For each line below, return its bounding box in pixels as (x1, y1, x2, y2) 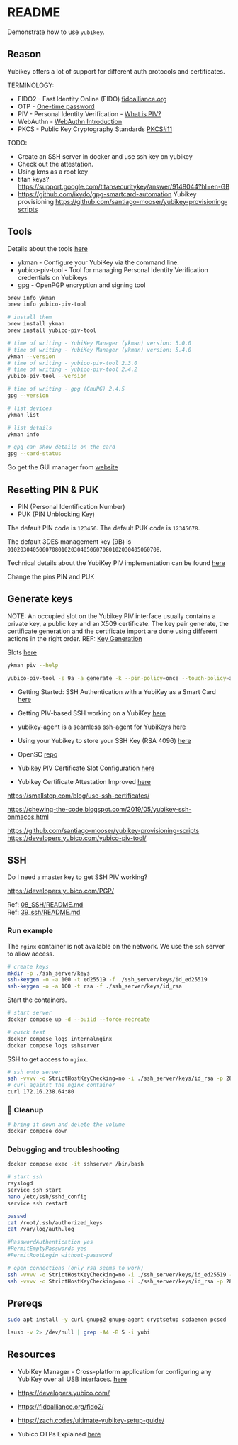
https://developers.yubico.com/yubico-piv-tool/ (7, 834, 147, 842)
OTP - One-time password (17, 102, 95, 111)
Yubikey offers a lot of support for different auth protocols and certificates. (7, 67, 225, 75)
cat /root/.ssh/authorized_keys (7, 1219, 103, 1227)
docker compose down (7, 1128, 69, 1135)
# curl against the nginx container (7, 1082, 115, 1089)
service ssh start (7, 1187, 62, 1194)
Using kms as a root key (17, 167, 89, 176)
